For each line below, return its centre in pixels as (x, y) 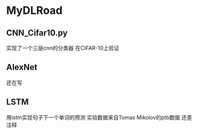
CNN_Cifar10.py (37, 33)
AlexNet (22, 67)
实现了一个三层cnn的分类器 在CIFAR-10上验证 (63, 48)
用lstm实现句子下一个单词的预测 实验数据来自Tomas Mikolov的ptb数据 (93, 117)
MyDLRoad (34, 11)
